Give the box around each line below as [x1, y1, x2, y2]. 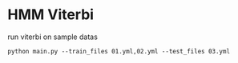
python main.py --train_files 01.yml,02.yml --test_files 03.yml [7, 47, 230, 55]
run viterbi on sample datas [7, 32, 98, 41]
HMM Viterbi [7, 6, 94, 24]
